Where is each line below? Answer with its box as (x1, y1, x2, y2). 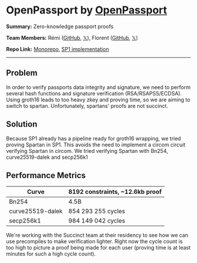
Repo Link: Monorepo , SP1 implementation (6, 45, 110, 53)
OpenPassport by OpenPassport (6, 4, 167, 17)
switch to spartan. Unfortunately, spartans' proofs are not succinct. (6, 102, 168, 109)
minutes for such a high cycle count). (6, 250, 96, 258)
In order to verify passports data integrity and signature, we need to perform (6, 83, 191, 91)
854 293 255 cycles (68, 207, 125, 216)
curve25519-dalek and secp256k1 (6, 153, 88, 160)
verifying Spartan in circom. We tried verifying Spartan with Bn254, (6, 147, 168, 154)
